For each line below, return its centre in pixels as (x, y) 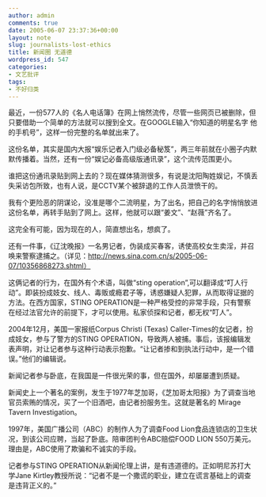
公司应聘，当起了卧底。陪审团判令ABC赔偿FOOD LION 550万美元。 (145, 439)
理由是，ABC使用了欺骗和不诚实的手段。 (74, 449)
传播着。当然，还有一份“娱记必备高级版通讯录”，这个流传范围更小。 (125, 159)
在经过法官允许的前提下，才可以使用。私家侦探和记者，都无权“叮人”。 (122, 313)
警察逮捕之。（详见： (55, 256)
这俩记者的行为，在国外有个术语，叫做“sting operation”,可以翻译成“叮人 (125, 283)
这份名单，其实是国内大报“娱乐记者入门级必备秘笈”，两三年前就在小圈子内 (129, 149)
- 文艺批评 (24, 74)
